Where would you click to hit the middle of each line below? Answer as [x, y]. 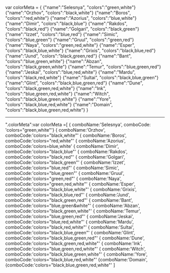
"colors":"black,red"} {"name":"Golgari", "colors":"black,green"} [72, 29]
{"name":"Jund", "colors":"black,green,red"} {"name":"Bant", [69, 56]
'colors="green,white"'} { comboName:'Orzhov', [55, 130]
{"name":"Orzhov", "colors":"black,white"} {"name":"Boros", [68, 13]
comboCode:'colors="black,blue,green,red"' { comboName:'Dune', [75, 238]
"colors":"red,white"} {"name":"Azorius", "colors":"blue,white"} [71, 18]
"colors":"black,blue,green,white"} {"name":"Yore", [58, 99]
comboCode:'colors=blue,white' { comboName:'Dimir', [62, 146]
